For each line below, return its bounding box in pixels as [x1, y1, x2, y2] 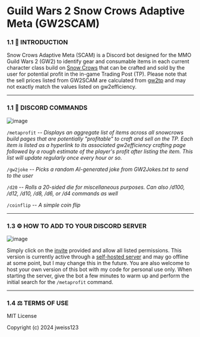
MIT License [7, 313, 37, 320]
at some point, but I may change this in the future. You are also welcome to [7, 260, 190, 267]
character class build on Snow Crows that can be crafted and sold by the [7, 64, 185, 71]
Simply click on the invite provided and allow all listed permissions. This [7, 247, 182, 254]
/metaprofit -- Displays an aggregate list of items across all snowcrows [7, 129, 184, 136]
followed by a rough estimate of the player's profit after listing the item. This [7, 148, 193, 155]
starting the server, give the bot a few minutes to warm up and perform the [7, 272, 189, 279]
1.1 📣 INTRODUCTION [7, 38, 68, 46]
